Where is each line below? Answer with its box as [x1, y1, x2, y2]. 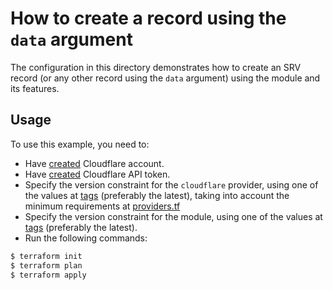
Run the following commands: [24, 232, 148, 244]
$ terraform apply [10, 270, 87, 280]
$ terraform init [10, 251, 83, 261]
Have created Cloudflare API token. [24, 168, 171, 180]
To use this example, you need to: [10, 138, 150, 150]
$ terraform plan [10, 260, 83, 271]
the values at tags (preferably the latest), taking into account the [24, 189, 290, 201]
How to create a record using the [10, 7, 287, 30]
